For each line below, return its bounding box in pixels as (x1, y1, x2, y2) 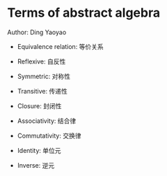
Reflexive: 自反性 (17, 57, 66, 66)
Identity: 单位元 (17, 146, 61, 154)
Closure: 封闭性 (17, 101, 62, 110)
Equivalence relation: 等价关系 (17, 42, 104, 50)
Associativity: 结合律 (17, 117, 77, 125)
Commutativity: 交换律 (17, 131, 81, 140)
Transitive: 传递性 (17, 87, 67, 95)
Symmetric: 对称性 (17, 72, 71, 80)
